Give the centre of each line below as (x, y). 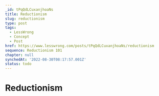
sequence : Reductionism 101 (34, 50)
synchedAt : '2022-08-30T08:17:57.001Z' (46, 59)
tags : (11, 28)
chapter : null (20, 55)
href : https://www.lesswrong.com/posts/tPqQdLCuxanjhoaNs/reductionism (79, 46)
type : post (16, 23)
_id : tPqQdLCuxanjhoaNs (29, 10)
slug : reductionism (25, 19)
